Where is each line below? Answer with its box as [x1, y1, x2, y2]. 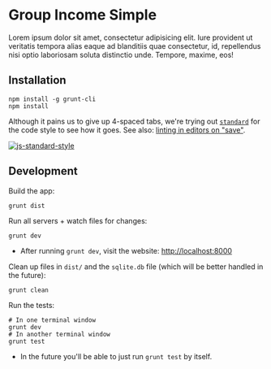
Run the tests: [8, 300, 55, 310]
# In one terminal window [8, 315, 96, 324]
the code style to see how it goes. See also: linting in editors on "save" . [8, 124, 246, 135]
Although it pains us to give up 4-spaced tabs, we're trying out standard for [8, 116, 260, 126]
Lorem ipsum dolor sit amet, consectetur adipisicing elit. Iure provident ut [8, 33, 253, 42]
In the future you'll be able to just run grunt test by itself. [19, 351, 213, 361]
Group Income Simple [8, 6, 157, 24]
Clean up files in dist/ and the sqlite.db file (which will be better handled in [8, 262, 264, 271]
